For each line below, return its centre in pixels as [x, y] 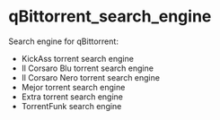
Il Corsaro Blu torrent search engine [88, 68]
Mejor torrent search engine [73, 87]
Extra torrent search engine [72, 97]
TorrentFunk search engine [71, 106]
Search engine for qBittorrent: [63, 41]
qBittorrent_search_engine [110, 17]
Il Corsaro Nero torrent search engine [91, 77]
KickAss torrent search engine [77, 58]
